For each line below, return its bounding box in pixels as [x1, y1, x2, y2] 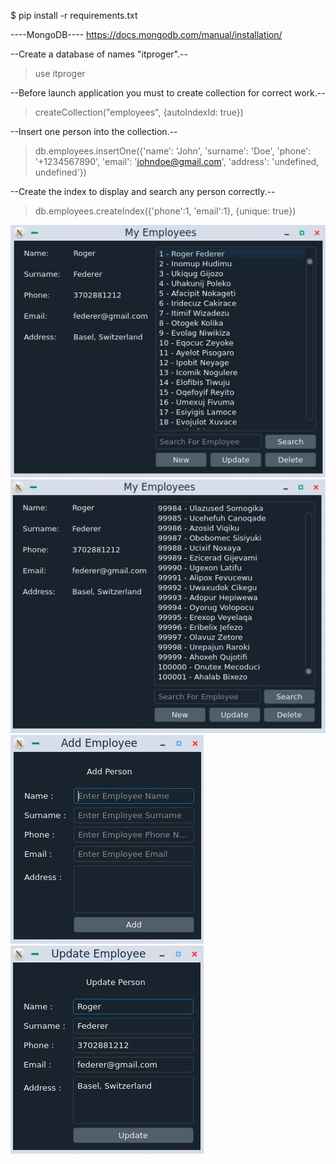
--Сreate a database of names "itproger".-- [10, 48, 188, 60]
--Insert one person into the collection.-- [10, 126, 178, 137]
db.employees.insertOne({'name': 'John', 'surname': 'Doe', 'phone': [34, 145, 312, 157]
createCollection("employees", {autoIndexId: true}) [34, 106, 244, 118]
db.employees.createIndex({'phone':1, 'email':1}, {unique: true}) [34, 205, 297, 217]
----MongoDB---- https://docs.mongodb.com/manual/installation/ [10, 29, 283, 40]
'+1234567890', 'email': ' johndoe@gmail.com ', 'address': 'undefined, [34, 156, 320, 167]
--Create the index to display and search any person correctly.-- [10, 186, 276, 197]
